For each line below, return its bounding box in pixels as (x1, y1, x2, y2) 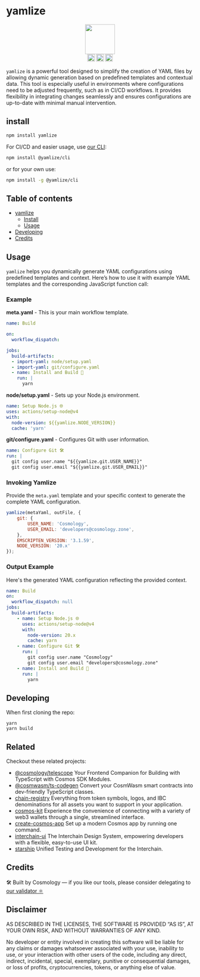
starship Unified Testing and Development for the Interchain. (14, 845, 163, 852)
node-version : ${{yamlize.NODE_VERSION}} (11, 419, 116, 426)
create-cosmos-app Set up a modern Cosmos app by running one (14, 820, 177, 827)
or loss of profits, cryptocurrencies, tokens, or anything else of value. (6, 963, 176, 970)
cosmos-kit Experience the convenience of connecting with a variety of (14, 807, 190, 815)
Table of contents (6, 193, 73, 203)
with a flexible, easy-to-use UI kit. (14, 839, 98, 846)
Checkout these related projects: (6, 758, 86, 765)
